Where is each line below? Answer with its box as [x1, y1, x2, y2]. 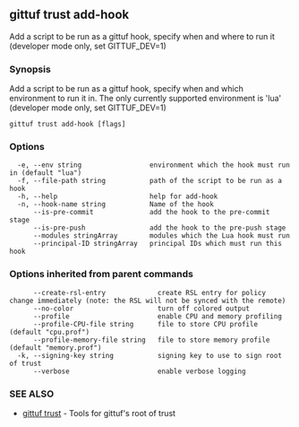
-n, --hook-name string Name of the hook [17, 200, 215, 209]
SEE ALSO [9, 388, 55, 400]
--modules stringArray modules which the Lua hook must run [32, 231, 291, 240]
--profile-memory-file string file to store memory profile [32, 335, 270, 344]
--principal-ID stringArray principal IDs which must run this [32, 240, 282, 248]
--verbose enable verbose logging [32, 367, 246, 376]
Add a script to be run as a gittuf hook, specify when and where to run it [9, 30, 276, 41]
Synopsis [9, 63, 51, 75]
